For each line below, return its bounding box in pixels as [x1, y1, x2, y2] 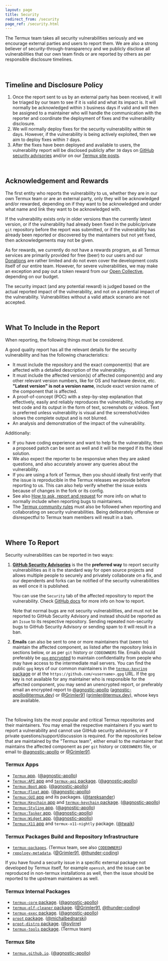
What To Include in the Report [5, 324, 100, 332]
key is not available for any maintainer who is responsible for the [12, 676, 145, 682]
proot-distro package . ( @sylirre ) [12, 921, 81, 927]
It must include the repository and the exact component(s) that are [12, 362, 149, 368]
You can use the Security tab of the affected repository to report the [12, 592, 154, 598]
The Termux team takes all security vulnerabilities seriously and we [5, 35, 144, 41]
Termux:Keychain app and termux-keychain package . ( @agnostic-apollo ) [12, 799, 160, 805]
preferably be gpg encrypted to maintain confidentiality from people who [12, 655, 161, 661]
